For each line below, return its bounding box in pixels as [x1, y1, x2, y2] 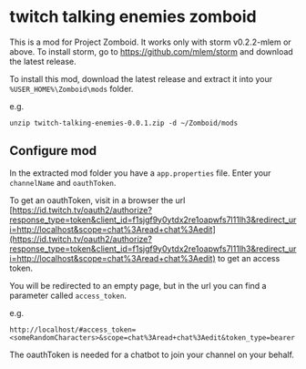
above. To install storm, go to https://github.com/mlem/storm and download [9, 46, 293, 56]
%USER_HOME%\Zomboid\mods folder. [9, 83, 134, 94]
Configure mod [9, 143, 97, 159]
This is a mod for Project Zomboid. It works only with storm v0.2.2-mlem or [9, 36, 291, 47]
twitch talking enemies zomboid [9, 6, 257, 27]
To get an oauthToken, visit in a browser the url [9, 194, 186, 206]
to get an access [217, 252, 280, 263]
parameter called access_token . [9, 290, 127, 301]
